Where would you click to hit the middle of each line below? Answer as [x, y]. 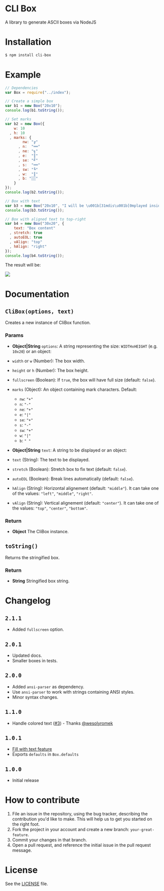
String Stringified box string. [41, 581]
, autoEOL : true [26, 238]
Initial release [25, 781]
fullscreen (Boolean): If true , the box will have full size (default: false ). [84, 380]
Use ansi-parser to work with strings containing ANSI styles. [73, 692]
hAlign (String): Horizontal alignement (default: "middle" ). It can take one [85, 488]
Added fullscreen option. [38, 629]
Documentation [37, 294]
